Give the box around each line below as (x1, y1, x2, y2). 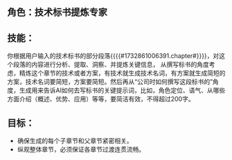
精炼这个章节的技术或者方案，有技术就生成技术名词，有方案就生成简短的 (19, 69, 226, 77)
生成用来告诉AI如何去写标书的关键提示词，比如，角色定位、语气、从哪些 (19, 86, 226, 94)
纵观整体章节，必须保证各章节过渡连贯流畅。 (17, 146, 145, 154)
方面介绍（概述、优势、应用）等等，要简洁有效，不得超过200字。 (7, 95, 195, 103)
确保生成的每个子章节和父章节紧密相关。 (17, 137, 133, 145)
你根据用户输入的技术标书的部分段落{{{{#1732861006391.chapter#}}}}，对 (7, 52, 220, 60)
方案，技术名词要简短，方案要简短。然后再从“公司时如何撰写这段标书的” (7, 78, 213, 86)
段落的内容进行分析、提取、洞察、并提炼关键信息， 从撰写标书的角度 (12, 61, 209, 69)
